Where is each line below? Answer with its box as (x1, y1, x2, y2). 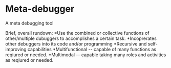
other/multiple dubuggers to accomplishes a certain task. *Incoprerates (5, 35, 157, 41)
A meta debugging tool (5, 20, 54, 26)
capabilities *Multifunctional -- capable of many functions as (27, 46, 157, 52)
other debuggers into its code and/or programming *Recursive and (5, 40, 147, 47)
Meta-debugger (5, 3, 75, 15)
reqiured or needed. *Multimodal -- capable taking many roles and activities (5, 52, 166, 58)
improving (5, 46, 27, 52)
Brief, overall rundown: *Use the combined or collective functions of (5, 30, 149, 36)
